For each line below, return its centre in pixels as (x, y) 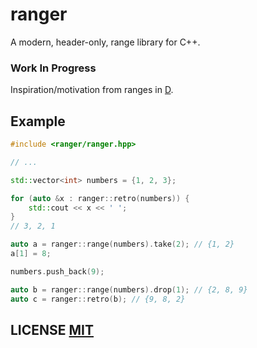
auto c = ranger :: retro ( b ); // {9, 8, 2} (98, 299)
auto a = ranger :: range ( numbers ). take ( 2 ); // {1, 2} (122, 244)
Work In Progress (53, 68)
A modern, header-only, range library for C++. (105, 42)
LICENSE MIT (52, 329)
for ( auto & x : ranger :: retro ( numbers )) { (100, 198)
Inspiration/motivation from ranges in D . (92, 90)
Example (38, 121)
